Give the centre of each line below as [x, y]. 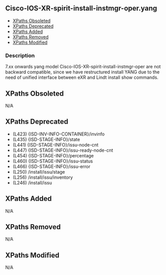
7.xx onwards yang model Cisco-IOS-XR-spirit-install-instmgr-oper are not [83, 67]
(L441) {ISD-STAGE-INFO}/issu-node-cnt [56, 145]
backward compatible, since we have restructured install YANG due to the [82, 72]
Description [20, 56]
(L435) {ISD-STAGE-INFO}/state [46, 139]
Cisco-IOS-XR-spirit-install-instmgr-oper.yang [81, 8]
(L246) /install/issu [32, 182]
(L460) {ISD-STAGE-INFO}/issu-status [53, 161]
